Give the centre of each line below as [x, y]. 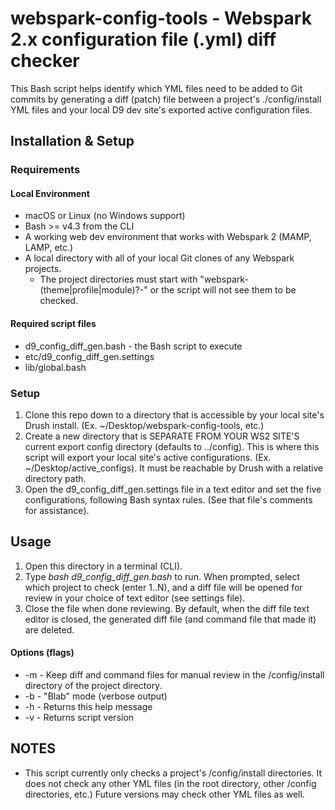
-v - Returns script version [79, 717]
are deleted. [49, 629]
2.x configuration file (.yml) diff [143, 39]
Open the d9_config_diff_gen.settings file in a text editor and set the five [173, 489]
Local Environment [50, 193]
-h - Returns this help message [88, 706]
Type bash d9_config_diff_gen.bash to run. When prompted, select [162, 576]
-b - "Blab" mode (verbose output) [96, 696]
